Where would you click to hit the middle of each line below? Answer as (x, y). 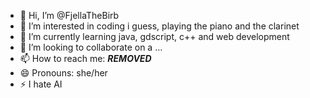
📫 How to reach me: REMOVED (85, 58)
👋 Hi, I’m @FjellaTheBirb (69, 15)
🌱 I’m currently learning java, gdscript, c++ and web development (154, 36)
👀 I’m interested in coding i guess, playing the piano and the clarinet (159, 26)
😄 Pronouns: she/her (63, 73)
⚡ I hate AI (41, 84)
